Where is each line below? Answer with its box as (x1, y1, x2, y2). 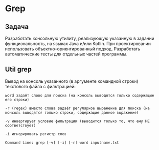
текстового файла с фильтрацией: (5, 83, 76, 89)
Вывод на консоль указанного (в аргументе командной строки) (5, 78, 138, 84)
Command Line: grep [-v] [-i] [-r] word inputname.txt (5, 140, 119, 145)
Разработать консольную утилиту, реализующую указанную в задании (5, 35, 155, 41)
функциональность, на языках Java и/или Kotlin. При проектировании (5, 41, 151, 47)
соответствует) (5, 123, 36, 128)
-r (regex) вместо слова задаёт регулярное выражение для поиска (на (5, 106, 150, 111)
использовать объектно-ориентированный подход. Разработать (5, 46, 140, 51)
